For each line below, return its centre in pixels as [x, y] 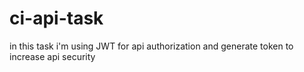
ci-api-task [56, 18]
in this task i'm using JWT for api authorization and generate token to [151, 46]
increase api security [52, 56]
